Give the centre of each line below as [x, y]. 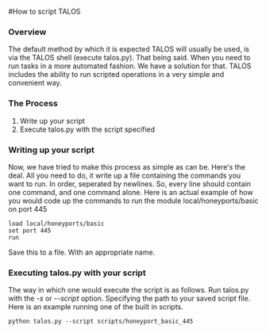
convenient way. [35, 83]
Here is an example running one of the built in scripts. [96, 307]
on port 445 [28, 209]
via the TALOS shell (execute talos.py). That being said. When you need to [129, 58]
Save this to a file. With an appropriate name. [82, 252]
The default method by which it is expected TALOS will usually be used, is [129, 49]
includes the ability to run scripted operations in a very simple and [116, 75]
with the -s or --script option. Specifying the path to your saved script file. [129, 299]
